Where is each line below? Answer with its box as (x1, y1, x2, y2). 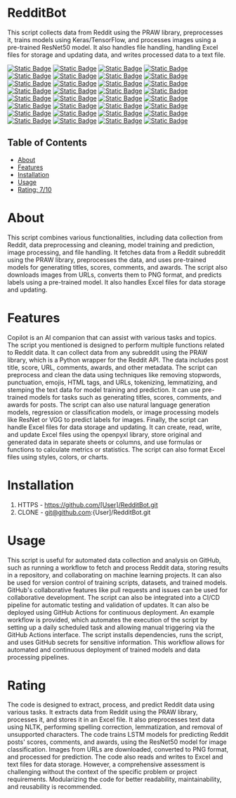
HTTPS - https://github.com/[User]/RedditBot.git (17, 500, 158, 509)
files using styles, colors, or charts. (7, 452, 109, 461)
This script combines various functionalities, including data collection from (7, 233, 223, 242)
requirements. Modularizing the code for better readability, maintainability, (7, 775, 222, 784)
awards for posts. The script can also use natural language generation (7, 400, 211, 409)
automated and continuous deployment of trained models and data (7, 645, 201, 654)
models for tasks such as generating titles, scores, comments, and (29, 393, 222, 401)
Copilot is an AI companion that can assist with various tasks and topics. (7, 333, 216, 341)
